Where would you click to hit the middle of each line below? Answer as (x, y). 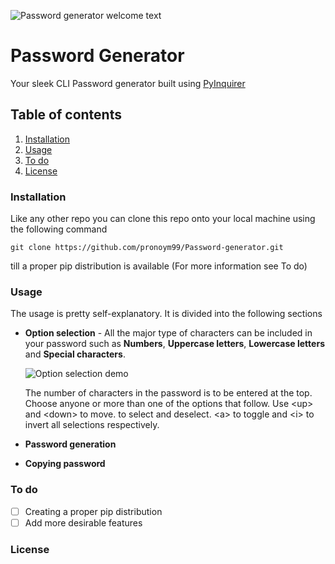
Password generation (70, 444)
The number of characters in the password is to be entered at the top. (168, 393)
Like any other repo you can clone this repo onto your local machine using (163, 219)
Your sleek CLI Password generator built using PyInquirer (128, 83)
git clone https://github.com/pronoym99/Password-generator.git (147, 248)
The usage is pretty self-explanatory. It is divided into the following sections (166, 314)
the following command (59, 229)
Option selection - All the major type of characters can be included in (168, 333)
